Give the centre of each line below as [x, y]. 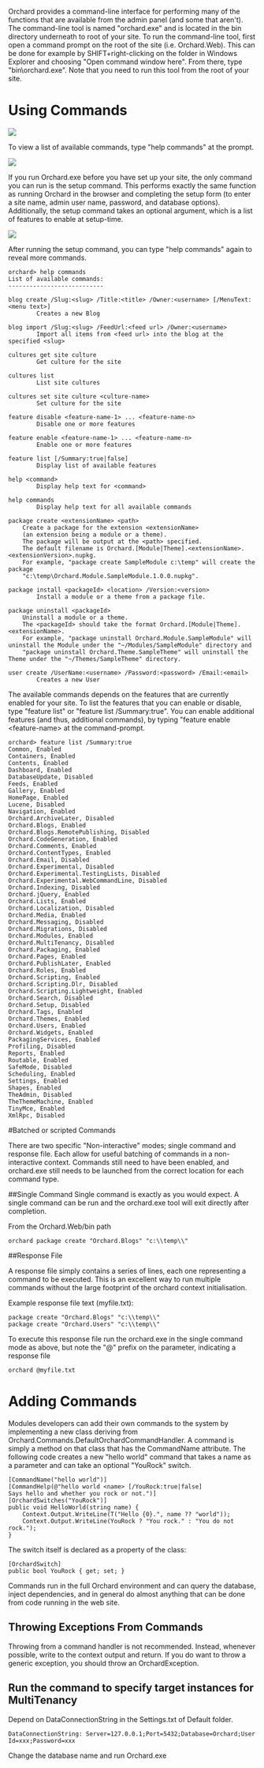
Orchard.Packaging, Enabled [54, 950]
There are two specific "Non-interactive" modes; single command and [122, 1145]
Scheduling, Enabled [42, 1074]
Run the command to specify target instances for [131, 1688]
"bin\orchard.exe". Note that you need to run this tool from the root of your [129, 70]
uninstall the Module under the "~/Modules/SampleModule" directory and [130, 645]
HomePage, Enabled [38, 798]
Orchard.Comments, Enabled [52, 846]
